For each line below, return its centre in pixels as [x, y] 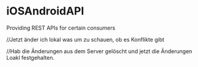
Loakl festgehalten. [31, 57]
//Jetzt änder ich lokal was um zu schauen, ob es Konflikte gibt [86, 39]
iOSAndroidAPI [45, 11]
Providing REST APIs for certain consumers [61, 28]
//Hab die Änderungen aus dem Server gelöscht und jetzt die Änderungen [99, 51]
